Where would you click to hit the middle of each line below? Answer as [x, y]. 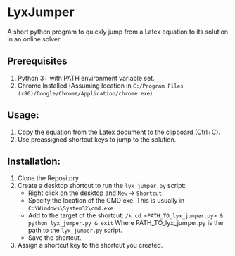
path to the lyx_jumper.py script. [75, 230]
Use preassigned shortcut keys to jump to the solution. [97, 139]
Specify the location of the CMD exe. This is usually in [106, 201]
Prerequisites [37, 61]
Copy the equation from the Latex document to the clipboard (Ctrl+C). [119, 132]
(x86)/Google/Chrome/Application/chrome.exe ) [85, 93]
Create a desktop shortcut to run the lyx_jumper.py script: [102, 186]
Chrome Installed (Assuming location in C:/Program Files [101, 86]
